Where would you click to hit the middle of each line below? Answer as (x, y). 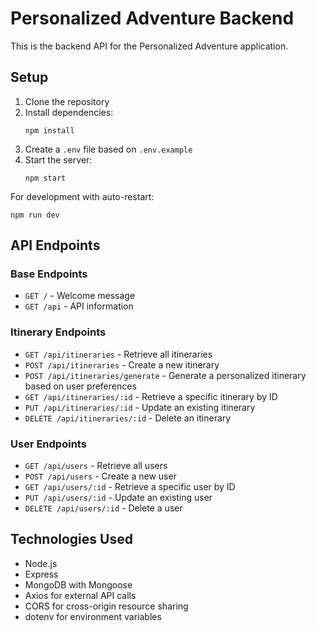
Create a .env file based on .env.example (108, 149)
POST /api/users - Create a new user (100, 476)
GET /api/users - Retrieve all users (96, 466)
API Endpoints (55, 245)
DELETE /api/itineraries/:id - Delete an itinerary (128, 418)
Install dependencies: (69, 112)
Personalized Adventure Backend (152, 18)
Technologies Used (71, 539)
